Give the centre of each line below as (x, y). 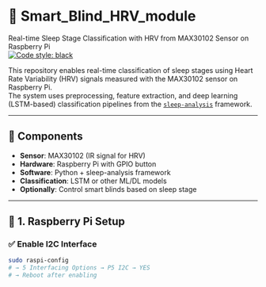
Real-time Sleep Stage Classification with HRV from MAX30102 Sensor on (129, 38)
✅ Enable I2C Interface (53, 244)
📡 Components (46, 137)
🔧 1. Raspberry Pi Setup (66, 222)
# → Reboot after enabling (53, 276)
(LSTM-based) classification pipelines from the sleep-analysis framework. (130, 104)
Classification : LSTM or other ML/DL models (93, 181)
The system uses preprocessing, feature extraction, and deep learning (123, 95)
